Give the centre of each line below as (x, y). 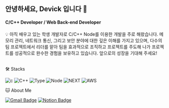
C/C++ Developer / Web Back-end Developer (53, 22)
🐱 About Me (18, 90)
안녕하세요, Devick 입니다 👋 (46, 9)
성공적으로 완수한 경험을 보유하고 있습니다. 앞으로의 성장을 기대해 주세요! (86, 53)
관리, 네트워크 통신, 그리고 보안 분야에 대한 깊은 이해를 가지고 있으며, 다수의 (88, 40)
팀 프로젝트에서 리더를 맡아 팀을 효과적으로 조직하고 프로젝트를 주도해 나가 (78, 46)
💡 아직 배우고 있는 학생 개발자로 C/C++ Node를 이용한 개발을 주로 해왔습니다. (82, 34)
